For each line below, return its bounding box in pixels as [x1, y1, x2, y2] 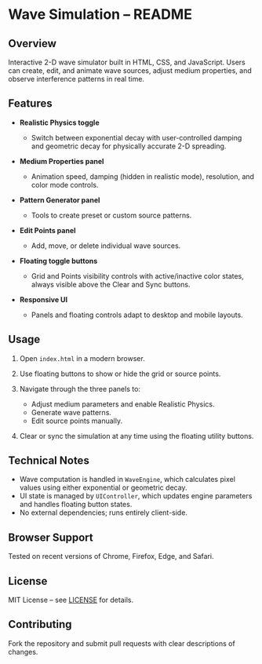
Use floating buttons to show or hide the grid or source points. [19, 369, 221, 378]
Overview [8, 37, 57, 50]
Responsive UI [19, 294, 68, 304]
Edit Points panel [19, 225, 76, 235]
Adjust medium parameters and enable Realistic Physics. [31, 399, 215, 409]
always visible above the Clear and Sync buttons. [31, 279, 191, 289]
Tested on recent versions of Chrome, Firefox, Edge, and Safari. [8, 552, 214, 561]
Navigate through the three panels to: [19, 384, 141, 393]
